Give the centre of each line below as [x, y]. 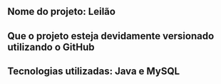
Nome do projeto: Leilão [62, 12]
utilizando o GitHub [51, 47]
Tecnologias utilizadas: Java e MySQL [94, 72]
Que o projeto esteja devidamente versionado [111, 36]
